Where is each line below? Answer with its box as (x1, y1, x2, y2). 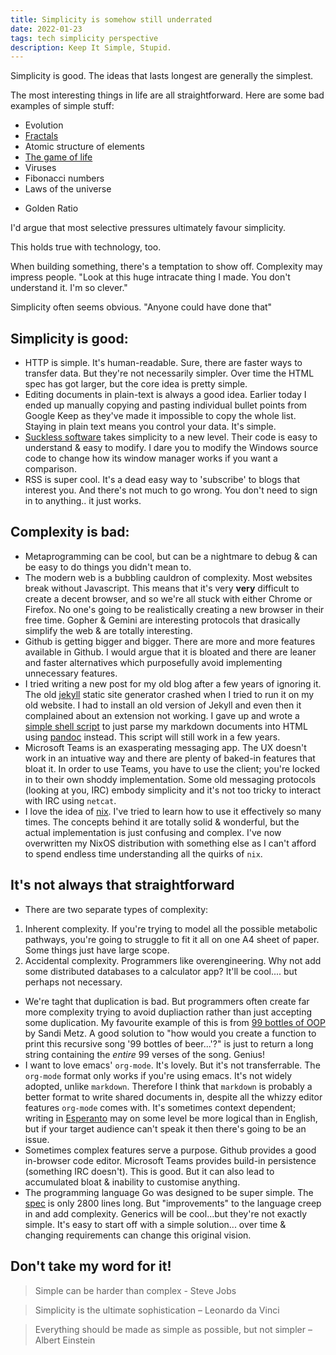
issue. (24, 1133, 50, 1145)
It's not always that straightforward (10, 877, 235, 894)
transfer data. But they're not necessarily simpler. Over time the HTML (24, 367, 315, 380)
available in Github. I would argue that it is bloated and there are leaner (24, 646, 317, 658)
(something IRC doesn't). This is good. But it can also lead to (24, 1165, 275, 1177)
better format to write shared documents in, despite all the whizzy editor (24, 1091, 323, 1103)
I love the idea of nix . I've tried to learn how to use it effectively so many (24, 805, 322, 817)
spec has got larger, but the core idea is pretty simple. (24, 378, 248, 390)
